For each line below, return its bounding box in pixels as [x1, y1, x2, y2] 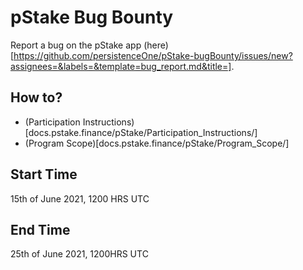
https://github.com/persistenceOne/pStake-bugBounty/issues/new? [13, 49, 293, 61]
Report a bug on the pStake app [10, 39, 142, 51]
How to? [10, 89, 63, 106]
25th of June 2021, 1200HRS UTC [10, 248, 149, 260]
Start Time [10, 166, 78, 183]
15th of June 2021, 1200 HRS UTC [10, 192, 150, 205]
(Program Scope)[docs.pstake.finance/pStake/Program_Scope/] [24, 137, 290, 149]
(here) [143, 39, 169, 51]
